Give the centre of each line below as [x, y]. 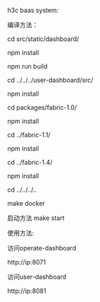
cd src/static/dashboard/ [43, 39]
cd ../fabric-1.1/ [29, 135]
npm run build [27, 66]
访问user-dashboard [37, 277]
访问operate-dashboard [42, 248]
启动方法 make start [36, 218]
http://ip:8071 [26, 262]
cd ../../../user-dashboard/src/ [50, 80]
